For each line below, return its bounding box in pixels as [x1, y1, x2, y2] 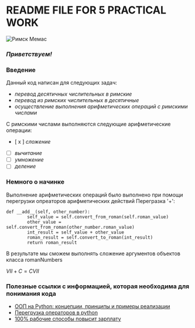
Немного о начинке [6, 178, 65, 186]
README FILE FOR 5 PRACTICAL [6, 4, 167, 17]
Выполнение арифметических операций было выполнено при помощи [6, 191, 183, 198]
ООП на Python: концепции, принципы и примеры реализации [14, 303, 170, 310]
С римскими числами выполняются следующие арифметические [6, 121, 171, 128]
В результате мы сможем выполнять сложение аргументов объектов [6, 250, 180, 257]
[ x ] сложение [14, 138, 51, 146]
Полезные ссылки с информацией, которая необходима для [6, 282, 189, 290]
